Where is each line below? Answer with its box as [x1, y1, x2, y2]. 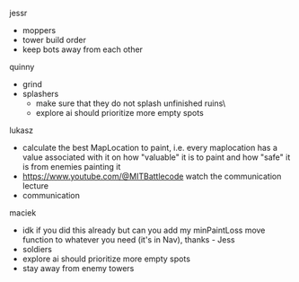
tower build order [22, 35, 87, 45]
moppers [22, 25, 57, 35]
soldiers [22, 244, 52, 254]
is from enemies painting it [22, 162, 121, 172]
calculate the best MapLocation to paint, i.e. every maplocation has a [22, 143, 278, 153]
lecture [22, 181, 49, 191]
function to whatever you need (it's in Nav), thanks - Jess [22, 234, 235, 245]
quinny [9, 62, 35, 72]
